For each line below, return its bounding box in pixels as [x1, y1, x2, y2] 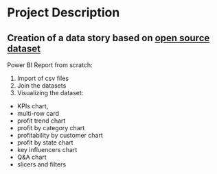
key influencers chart [16, 146, 78, 153]
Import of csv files [16, 74, 69, 82]
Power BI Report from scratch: [7, 61, 93, 69]
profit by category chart [16, 124, 85, 132]
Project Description [7, 5, 120, 21]
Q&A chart [16, 153, 47, 161]
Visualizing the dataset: [16, 89, 84, 97]
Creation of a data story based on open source [7, 32, 210, 44]
